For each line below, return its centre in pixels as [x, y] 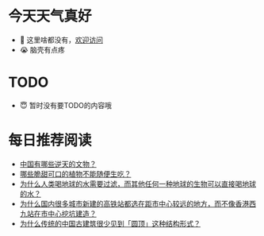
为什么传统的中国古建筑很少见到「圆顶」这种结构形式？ [110, 223]
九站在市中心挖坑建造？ [58, 213]
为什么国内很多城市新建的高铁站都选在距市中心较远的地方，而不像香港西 [138, 203]
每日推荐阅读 [50, 141]
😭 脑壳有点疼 [42, 49]
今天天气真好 [50, 16]
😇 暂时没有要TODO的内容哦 [66, 105]
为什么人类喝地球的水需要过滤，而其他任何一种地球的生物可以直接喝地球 [138, 184]
